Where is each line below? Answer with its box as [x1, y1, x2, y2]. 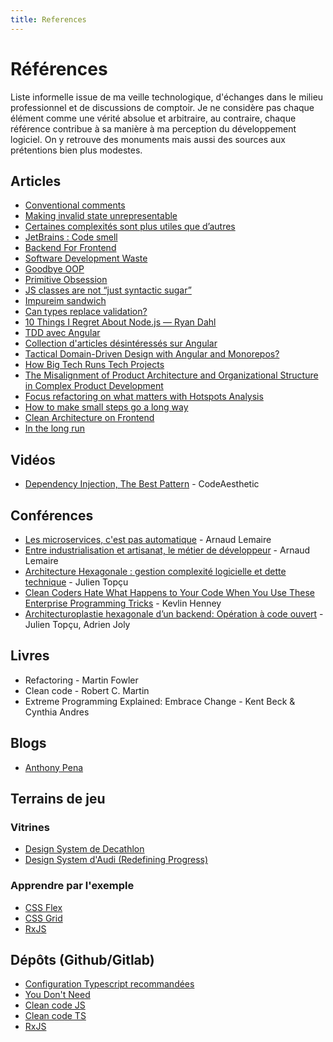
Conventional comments [24, 199, 126, 211]
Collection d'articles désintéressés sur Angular [24, 337, 218, 350]
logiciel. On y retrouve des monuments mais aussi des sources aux [10, 133, 286, 145]
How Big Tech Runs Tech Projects [24, 359, 165, 371]
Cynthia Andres [24, 706, 90, 718]
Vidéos [10, 451, 56, 468]
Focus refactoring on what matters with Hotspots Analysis [24, 391, 264, 403]
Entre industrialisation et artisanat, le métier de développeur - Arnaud [24, 544, 311, 556]
